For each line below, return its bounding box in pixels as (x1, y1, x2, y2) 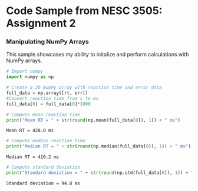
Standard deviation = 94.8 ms (6, 180, 81, 186)
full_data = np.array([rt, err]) (6, 90, 88, 96)
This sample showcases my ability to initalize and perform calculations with (6, 51, 189, 58)
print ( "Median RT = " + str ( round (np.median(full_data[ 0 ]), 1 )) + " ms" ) (6, 143, 192, 149)
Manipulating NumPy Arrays (6, 38, 90, 46)
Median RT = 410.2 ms (6, 154, 60, 160)
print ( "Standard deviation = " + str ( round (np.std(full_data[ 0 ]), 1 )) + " (6, 170, 194, 176)
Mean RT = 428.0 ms (6, 128, 54, 133)
